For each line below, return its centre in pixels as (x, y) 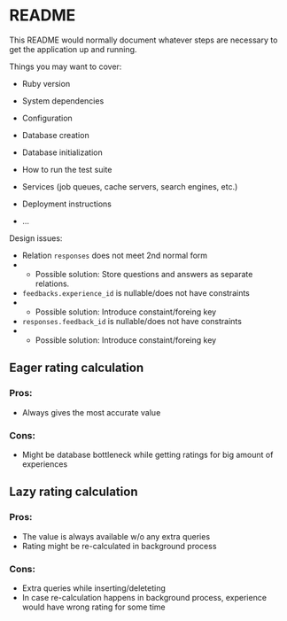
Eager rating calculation (77, 368)
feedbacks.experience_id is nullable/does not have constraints (136, 292)
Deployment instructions (67, 204)
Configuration (47, 118)
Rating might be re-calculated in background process (119, 546)
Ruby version (46, 83)
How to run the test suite (67, 169)
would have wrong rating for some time (93, 607)
